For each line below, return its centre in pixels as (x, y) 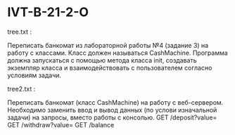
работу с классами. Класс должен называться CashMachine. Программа (118, 53)
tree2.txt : (21, 89)
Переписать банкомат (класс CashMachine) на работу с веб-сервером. (115, 102)
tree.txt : (20, 32)
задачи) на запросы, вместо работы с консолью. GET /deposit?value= (112, 117)
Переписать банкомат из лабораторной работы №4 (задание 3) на (108, 45)
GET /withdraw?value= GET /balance (61, 124)
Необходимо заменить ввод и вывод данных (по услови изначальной (112, 110)
